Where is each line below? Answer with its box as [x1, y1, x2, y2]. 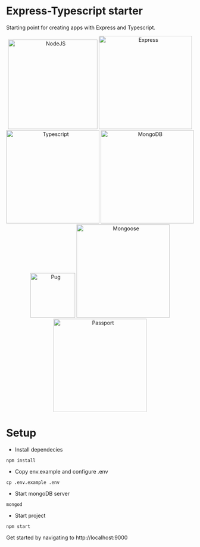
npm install [6, 458, 36, 463]
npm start [6, 523, 31, 529]
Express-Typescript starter [6, 4, 143, 18]
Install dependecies [14, 446, 63, 453]
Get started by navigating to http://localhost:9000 [6, 534, 128, 541]
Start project [14, 512, 46, 519]
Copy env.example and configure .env [14, 468, 108, 475]
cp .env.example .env [6, 479, 60, 486]
